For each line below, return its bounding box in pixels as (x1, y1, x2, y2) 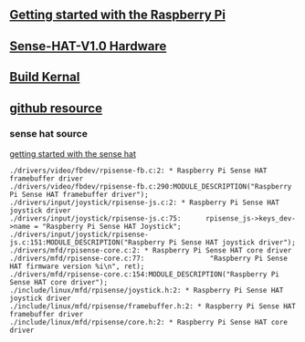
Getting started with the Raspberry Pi (9, 7, 226, 23)
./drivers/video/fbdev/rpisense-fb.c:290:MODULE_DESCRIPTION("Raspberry (9, 181, 292, 191)
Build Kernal (9, 69, 80, 85)
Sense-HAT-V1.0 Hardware (9, 38, 167, 54)
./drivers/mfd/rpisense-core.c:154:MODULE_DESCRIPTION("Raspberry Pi (9, 269, 280, 279)
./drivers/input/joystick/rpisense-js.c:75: (9, 213, 182, 223)
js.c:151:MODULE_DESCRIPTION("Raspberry (9, 237, 166, 247)
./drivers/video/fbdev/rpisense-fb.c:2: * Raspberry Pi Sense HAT (9, 166, 268, 175)
